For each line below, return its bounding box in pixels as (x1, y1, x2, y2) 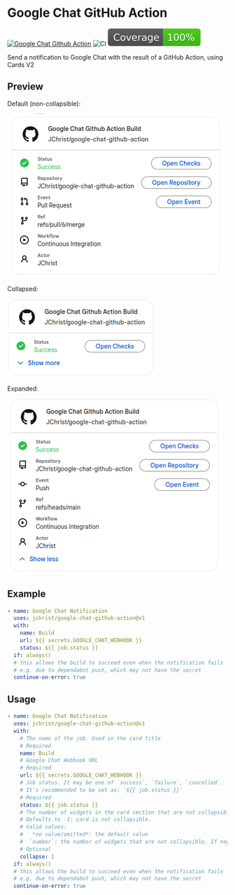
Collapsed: (7, 284, 38, 293)
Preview (7, 81, 44, 92)
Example (7, 588, 46, 600)
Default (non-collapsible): (7, 99, 81, 108)
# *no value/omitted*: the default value (20, 831, 149, 838)
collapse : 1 (20, 853, 55, 860)
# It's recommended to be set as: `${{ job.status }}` (20, 786, 183, 793)
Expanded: (7, 384, 38, 393)
